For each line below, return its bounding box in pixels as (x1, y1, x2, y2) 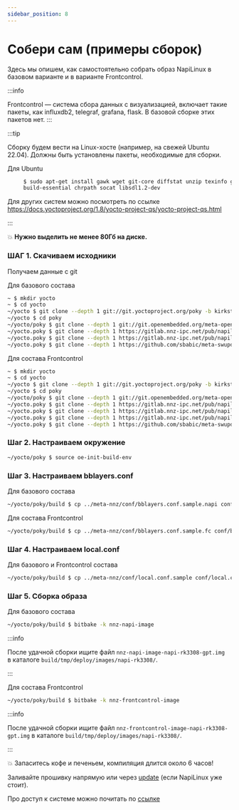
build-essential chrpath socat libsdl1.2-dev (23, 185, 161, 192)
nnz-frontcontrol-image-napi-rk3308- (116, 724, 228, 732)
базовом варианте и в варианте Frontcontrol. (7, 72, 144, 81)
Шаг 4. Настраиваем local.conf (7, 544, 120, 554)
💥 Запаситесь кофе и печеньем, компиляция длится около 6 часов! (7, 759, 214, 767)
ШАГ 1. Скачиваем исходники (7, 251, 117, 261)
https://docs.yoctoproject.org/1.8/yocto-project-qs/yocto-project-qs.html (7, 205, 222, 214)
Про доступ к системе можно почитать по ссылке (7, 794, 160, 803)
